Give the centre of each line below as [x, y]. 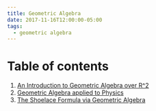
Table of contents [58, 66]
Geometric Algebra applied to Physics [70, 92]
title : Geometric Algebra [44, 13]
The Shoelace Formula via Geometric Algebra [81, 100]
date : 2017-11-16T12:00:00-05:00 [55, 20]
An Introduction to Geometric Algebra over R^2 [83, 86]
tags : [15, 26]
